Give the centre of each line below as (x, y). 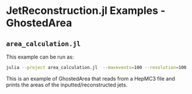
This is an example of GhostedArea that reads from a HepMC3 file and (90, 78)
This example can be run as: (40, 57)
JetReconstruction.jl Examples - (86, 11)
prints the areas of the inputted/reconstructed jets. (67, 85)
